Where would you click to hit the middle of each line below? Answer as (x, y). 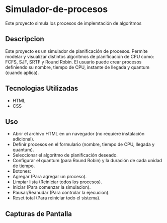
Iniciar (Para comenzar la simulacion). (52, 187)
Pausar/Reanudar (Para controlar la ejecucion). (61, 193)
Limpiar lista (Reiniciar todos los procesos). (57, 182)
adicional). (23, 139)
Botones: (22, 171)
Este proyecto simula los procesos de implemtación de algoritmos (73, 23)
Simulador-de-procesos (57, 9)
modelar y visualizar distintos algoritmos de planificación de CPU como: (80, 56)
